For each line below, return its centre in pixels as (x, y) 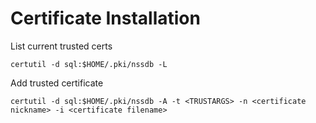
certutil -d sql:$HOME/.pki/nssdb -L (89, 64)
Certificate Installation (105, 18)
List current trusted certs (61, 46)
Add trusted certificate (57, 83)
